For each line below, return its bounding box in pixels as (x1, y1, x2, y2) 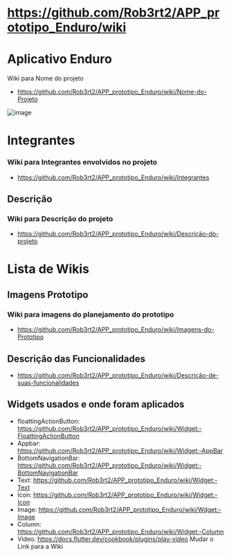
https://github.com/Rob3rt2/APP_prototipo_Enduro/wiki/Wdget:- (38, 505, 221, 513)
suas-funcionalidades (17, 378, 80, 387)
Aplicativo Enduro (7, 51, 113, 67)
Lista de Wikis (7, 261, 90, 277)
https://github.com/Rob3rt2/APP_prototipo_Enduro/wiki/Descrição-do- (17, 230, 219, 238)
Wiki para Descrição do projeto (7, 213, 113, 223)
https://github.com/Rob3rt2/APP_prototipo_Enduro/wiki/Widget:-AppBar (17, 446, 223, 454)
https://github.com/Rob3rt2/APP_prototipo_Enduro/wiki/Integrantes (17, 173, 210, 182)
